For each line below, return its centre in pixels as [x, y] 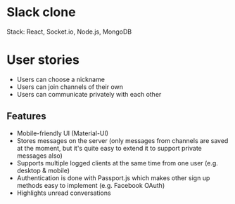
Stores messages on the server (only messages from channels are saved [122, 140]
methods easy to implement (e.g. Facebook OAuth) [91, 185]
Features [26, 116]
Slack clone [41, 12]
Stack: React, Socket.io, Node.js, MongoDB [69, 32]
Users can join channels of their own [70, 87]
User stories [43, 60]
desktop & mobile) [43, 170]
